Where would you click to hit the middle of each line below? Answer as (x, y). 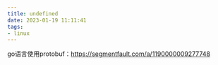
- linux (19, 33)
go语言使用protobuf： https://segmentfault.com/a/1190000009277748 (109, 54)
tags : (15, 27)
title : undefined (33, 14)
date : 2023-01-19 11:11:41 (47, 20)
